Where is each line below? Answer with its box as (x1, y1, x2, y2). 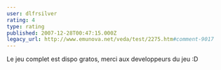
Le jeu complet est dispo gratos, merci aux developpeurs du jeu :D (6, 55, 199, 63)
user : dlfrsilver (6, 10, 58, 17)
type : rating (6, 23, 45, 30)
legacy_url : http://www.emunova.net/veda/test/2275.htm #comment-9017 (6, 36, 215, 43)
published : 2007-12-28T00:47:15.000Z (6, 29, 117, 37)
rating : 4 (6, 17, 36, 24)
